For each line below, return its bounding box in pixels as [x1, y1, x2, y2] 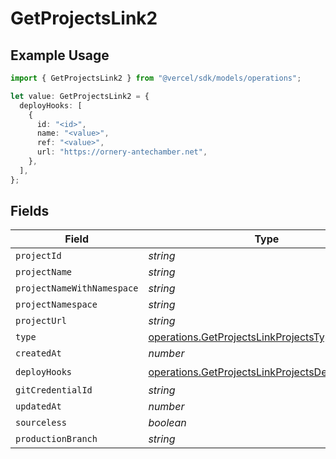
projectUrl [15, 315, 67, 327]
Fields [10, 203, 50, 220]
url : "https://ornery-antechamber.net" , [36, 147, 208, 157]
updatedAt [15, 401, 62, 412]
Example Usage [10, 47, 110, 64]
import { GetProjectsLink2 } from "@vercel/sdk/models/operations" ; [10, 73, 302, 83]
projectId [15, 250, 62, 262]
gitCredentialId [15, 385, 93, 396]
